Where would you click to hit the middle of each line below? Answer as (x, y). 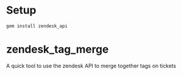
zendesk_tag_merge (57, 49)
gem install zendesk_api (37, 26)
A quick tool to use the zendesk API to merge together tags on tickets (91, 66)
